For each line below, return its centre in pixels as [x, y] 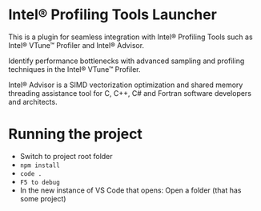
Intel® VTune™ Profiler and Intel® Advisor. [76, 45]
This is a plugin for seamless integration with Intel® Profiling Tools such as [131, 37]
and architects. [33, 102]
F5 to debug [40, 182]
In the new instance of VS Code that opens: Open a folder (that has [130, 190]
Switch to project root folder [66, 156]
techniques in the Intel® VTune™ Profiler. [75, 69]
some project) [43, 198]
